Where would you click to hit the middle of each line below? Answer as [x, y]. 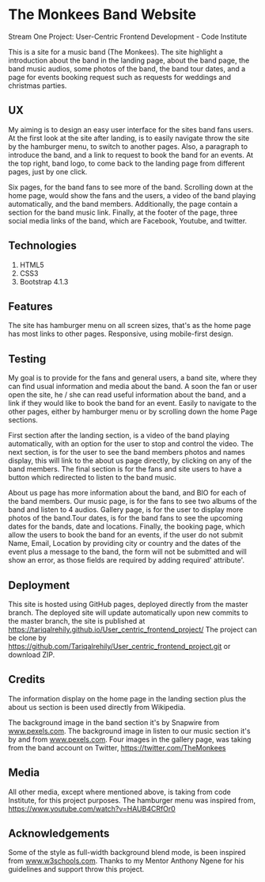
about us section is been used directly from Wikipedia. [97, 707]
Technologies [43, 246]
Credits [27, 680]
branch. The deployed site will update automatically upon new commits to [129, 613]
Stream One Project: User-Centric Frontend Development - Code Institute [128, 36]
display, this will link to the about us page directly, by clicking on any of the [130, 460]
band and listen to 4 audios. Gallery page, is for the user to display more [126, 510]
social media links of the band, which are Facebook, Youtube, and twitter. [128, 220]
